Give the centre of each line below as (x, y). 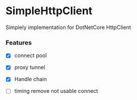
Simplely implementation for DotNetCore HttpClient (68, 27)
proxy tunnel (29, 67)
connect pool (30, 56)
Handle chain (30, 79)
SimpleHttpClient (49, 11)
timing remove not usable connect (56, 91)
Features (19, 43)
